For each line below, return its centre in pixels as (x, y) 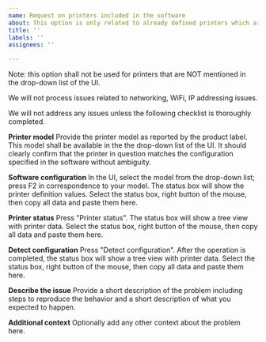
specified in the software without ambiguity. (80, 162)
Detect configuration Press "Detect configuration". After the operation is (127, 250)
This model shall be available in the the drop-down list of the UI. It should (127, 145)
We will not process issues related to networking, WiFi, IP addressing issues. (133, 98)
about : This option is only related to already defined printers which (129, 23)
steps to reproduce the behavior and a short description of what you (120, 299)
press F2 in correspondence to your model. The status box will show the (126, 186)
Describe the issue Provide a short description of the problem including (125, 291)
